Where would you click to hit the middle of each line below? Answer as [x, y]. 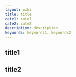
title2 [13, 69]
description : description [31, 28]
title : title [18, 14]
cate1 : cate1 [18, 19]
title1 [13, 53]
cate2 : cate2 [18, 23]
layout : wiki [18, 10]
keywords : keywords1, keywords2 [38, 33]
